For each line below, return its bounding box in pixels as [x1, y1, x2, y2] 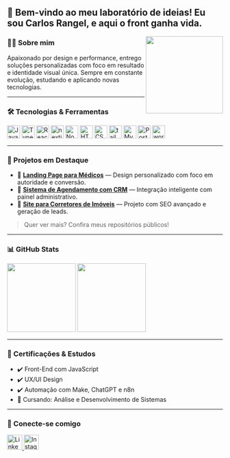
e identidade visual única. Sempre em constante [7, 68, 143, 76]
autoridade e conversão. [16, 178, 86, 186]
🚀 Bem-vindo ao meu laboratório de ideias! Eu [7, 7, 206, 19]
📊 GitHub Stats [7, 245, 60, 254]
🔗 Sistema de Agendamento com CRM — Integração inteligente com [16, 186, 212, 194]
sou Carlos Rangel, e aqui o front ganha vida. [7, 18, 203, 29]
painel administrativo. [16, 193, 78, 201]
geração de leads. [16, 207, 68, 216]
